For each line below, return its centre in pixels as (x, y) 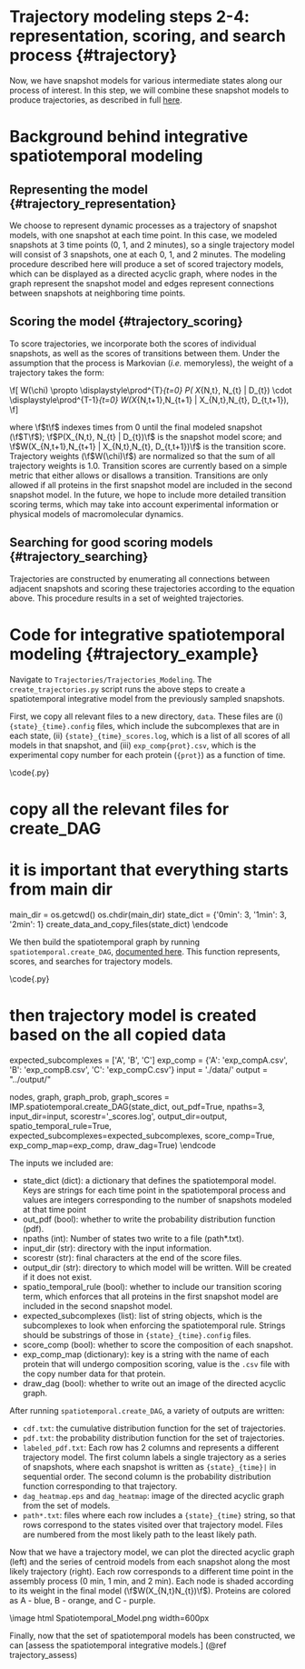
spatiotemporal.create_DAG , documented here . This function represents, (145, 951)
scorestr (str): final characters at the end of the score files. (132, 1257)
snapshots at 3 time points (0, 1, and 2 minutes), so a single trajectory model (152, 245)
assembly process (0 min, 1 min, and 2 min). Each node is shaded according (152, 1581)
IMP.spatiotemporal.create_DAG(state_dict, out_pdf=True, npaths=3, (137, 1106)
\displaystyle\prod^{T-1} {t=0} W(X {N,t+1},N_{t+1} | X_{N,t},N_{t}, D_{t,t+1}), (149, 400)
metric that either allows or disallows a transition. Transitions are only (139, 475)
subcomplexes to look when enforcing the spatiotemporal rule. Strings (154, 1325)
